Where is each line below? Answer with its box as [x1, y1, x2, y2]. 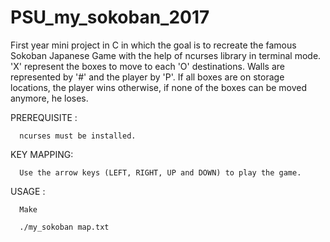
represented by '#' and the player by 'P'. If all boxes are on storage [10, 71, 285, 83]
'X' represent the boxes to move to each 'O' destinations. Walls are [10, 60, 286, 72]
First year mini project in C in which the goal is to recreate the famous [10, 39, 297, 51]
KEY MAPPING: [10, 148, 74, 160]
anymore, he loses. [10, 92, 89, 104]
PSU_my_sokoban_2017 [10, 6, 210, 29]
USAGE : [10, 185, 46, 197]
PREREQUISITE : [10, 111, 78, 123]
